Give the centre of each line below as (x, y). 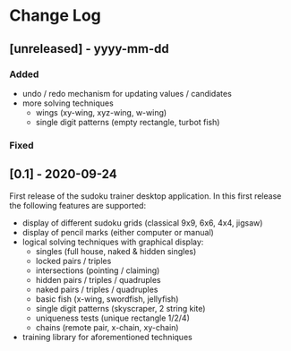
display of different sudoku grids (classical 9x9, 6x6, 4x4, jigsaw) (142, 223)
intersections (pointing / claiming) (98, 270)
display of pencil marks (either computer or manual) (118, 232)
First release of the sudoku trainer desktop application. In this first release (145, 196)
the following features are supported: (77, 205)
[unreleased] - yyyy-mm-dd (89, 49)
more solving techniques (68, 103)
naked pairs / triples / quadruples (97, 289)
